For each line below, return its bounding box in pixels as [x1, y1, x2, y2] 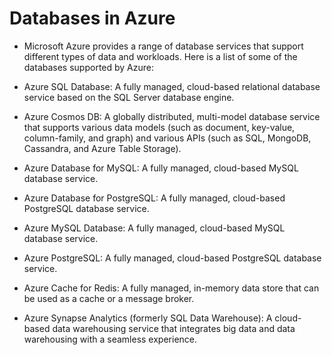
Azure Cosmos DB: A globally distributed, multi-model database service [23, 110, 321, 122]
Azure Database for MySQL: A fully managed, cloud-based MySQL [23, 162, 299, 174]
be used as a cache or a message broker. [23, 292, 195, 304]
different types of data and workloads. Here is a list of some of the [23, 50, 298, 62]
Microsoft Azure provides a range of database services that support [23, 40, 304, 52]
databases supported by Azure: [23, 61, 155, 73]
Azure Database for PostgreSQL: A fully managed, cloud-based [23, 192, 286, 204]
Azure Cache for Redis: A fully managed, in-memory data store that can [23, 282, 320, 294]
